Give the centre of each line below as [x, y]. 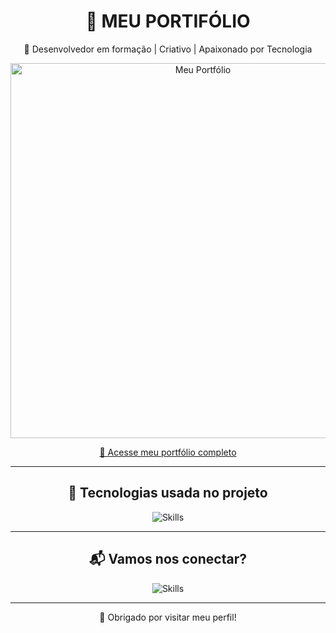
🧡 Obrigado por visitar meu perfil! [168, 617]
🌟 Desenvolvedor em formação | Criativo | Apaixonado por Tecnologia [168, 49]
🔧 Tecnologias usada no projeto [168, 493]
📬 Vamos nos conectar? [168, 559]
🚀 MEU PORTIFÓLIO [168, 21]
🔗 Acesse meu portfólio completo [168, 452]
